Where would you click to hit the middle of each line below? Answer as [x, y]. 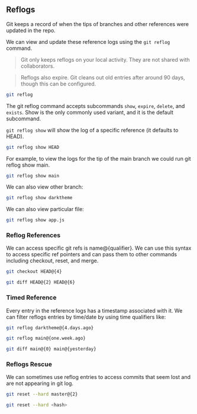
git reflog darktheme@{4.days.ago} [50, 328]
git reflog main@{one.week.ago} [46, 338]
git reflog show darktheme [39, 198]
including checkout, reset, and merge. [52, 261]
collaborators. [38, 66]
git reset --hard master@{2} [42, 394]
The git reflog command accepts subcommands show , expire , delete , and [96, 106]
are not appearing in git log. [40, 383]
